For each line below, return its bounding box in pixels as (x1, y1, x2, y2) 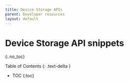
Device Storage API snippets (5, 37, 125, 49)
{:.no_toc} (5, 54, 25, 59)
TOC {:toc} (12, 73, 34, 79)
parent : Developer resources (5, 12, 65, 17)
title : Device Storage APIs (5, 7, 63, 12)
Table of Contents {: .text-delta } (5, 63, 71, 69)
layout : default (5, 16, 38, 21)
